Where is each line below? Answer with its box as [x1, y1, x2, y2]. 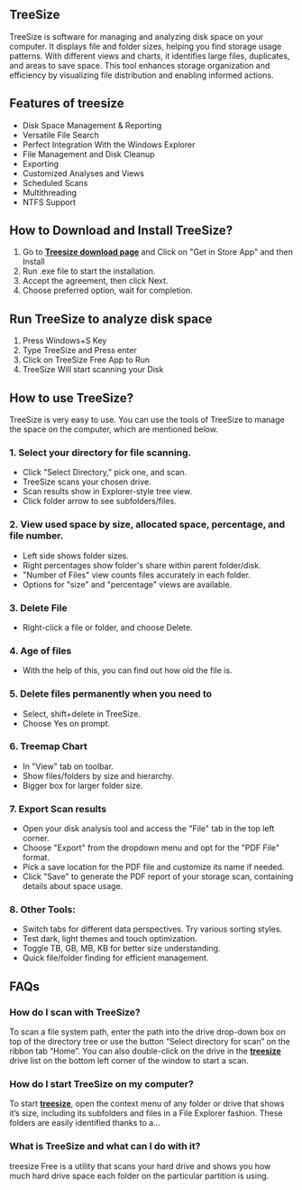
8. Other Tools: [9, 904, 77, 916]
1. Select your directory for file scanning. [9, 446, 192, 459]
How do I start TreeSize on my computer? [9, 1078, 194, 1091]
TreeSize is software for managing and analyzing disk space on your [9, 31, 264, 42]
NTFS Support [22, 196, 77, 207]
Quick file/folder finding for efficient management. [22, 952, 209, 963]
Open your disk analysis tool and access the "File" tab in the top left [22, 823, 275, 834]
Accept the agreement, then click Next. [22, 276, 169, 286]
